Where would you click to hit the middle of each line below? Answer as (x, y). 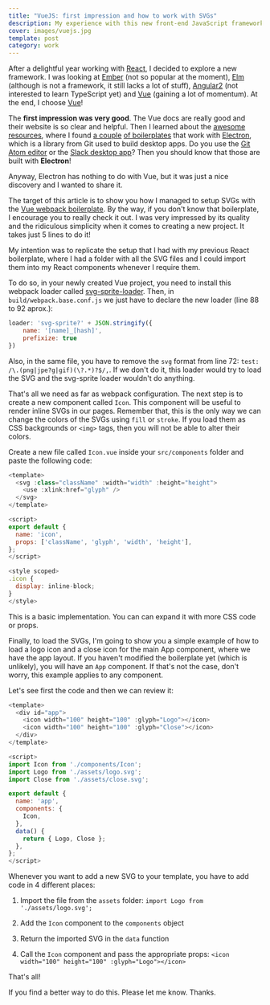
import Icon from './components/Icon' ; (75, 764)
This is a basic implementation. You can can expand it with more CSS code (132, 616)
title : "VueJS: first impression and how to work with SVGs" (113, 16)
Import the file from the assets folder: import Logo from (111, 901)
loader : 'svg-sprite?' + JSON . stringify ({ (80, 323)
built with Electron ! (40, 161)
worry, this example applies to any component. (86, 675)
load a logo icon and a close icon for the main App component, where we (129, 649)
